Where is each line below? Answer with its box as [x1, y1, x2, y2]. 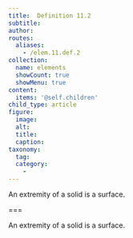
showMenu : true [15, 78, 66, 86]
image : [15, 116, 38, 124]
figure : [8, 109, 34, 117]
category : [15, 161, 48, 169]
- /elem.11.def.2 [22, 49, 81, 57]
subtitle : [8, 19, 42, 27]
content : [8, 85, 38, 94]
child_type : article [8, 101, 78, 109]
